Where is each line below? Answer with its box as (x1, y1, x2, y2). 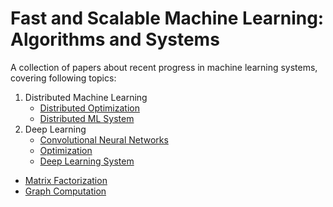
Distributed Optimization (39, 102, 140, 114)
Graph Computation (24, 185, 107, 197)
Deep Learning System (39, 155, 135, 167)
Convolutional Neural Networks (39, 133, 169, 146)
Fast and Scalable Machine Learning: (10, 7, 325, 30)
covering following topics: (10, 72, 117, 84)
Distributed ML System (39, 112, 135, 124)
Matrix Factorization (24, 174, 108, 186)
